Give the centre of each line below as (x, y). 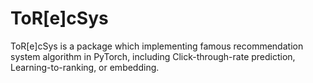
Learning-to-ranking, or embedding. (85, 67)
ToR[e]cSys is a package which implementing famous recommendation (157, 46)
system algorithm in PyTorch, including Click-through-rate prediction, (153, 56)
